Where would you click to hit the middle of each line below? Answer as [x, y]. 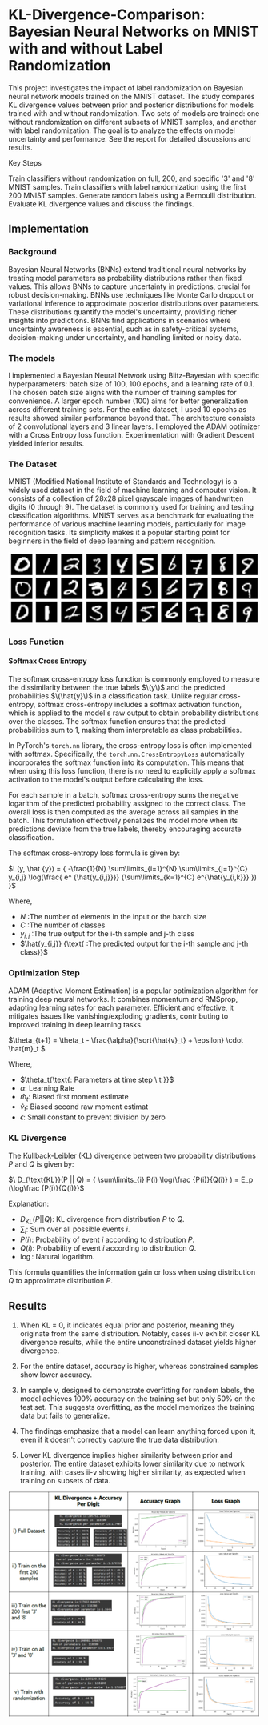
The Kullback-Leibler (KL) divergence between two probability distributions [132, 1155]
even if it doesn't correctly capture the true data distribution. [120, 1439]
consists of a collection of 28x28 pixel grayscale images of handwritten [126, 498]
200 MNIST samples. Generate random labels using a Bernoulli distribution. [132, 195]
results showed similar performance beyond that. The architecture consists [132, 418]
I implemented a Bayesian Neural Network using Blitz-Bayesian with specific [134, 375]
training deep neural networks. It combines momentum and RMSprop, [123, 999]
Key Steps [25, 162]
